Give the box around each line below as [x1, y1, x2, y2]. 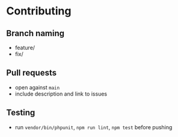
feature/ [14, 44, 35, 51]
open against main [14, 84, 60, 91]
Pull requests [6, 68, 57, 78]
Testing [6, 108, 35, 118]
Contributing [6, 4, 72, 18]
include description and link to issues [14, 90, 107, 97]
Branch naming [6, 28, 65, 38]
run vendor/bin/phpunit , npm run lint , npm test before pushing [14, 123, 173, 130]
